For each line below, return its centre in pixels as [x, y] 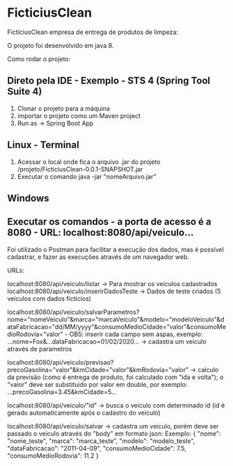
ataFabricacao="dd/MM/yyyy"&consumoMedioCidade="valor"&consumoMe [116, 326]
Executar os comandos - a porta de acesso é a [109, 222]
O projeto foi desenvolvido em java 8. [61, 45]
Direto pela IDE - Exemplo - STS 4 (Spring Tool [109, 81]
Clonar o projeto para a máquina [63, 108]
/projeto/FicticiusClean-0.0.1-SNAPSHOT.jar [80, 169]
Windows [28, 198]
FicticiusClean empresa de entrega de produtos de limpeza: [93, 32]
